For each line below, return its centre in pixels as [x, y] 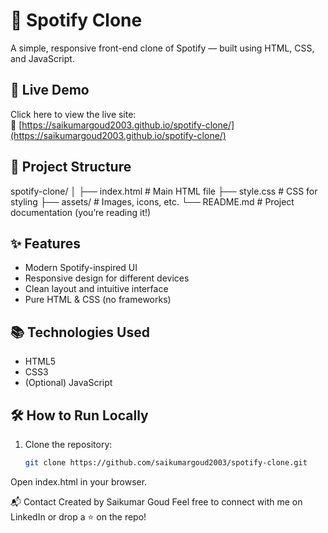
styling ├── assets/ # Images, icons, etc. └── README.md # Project [152, 201]
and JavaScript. [42, 58]
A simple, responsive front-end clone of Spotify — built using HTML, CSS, [162, 48]
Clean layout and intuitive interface [96, 289]
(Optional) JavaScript [68, 383]
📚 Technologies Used [80, 332]
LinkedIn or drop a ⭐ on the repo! [78, 516]
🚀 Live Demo [50, 90]
